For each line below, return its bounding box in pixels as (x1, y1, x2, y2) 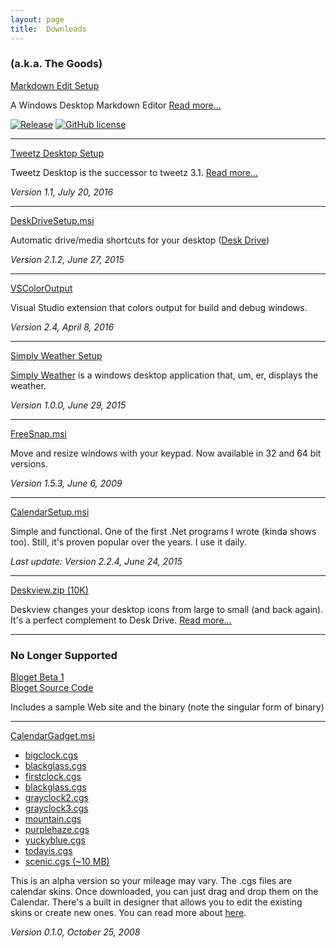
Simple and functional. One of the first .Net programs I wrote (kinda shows (10, 525, 317, 537)
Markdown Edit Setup (10, 79, 100, 91)
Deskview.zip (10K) (10, 584, 89, 596)
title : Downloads (10, 24, 87, 34)
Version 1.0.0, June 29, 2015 (10, 399, 127, 411)
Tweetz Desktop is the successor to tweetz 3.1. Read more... (10, 166, 259, 178)
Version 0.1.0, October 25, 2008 (10, 926, 141, 938)
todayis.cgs (24, 845, 73, 857)
